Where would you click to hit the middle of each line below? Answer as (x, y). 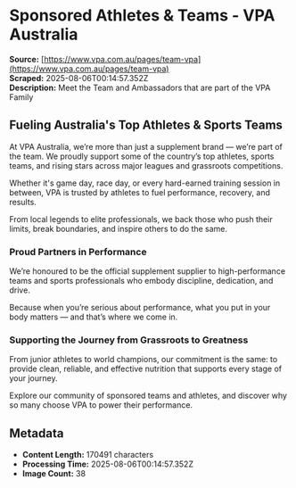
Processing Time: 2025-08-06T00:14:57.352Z (108, 464)
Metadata (37, 433)
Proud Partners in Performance (78, 252)
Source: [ (27, 59)
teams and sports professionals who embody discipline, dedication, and (141, 281)
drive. (20, 290)
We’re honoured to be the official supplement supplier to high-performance (148, 271)
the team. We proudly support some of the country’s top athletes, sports (142, 156)
